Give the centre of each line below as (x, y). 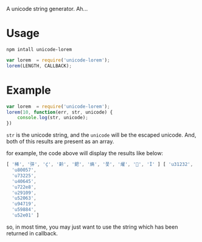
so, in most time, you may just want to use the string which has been (92, 227)
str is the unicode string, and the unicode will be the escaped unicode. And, (101, 135)
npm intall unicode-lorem (39, 49)
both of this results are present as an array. (60, 142)
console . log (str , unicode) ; (53, 118)
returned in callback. (32, 233)
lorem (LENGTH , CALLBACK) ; (39, 66)
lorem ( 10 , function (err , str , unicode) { (60, 112)
